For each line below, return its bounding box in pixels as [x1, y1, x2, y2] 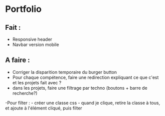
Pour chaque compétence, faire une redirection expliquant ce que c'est [12, 74, 159, 80]
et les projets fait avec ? [12, 79, 61, 85]
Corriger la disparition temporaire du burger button [12, 69, 117, 75]
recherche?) [12, 90, 38, 96]
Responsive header [12, 36, 52, 42]
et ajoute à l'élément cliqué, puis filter [5, 105, 82, 111]
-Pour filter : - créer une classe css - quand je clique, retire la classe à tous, [5, 100, 161, 106]
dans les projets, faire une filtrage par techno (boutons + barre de [12, 85, 148, 91]
